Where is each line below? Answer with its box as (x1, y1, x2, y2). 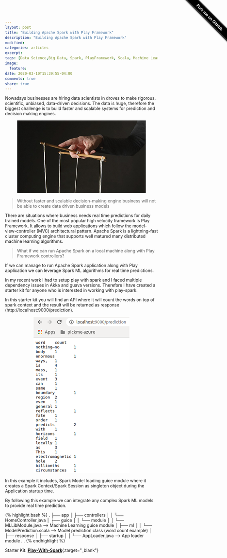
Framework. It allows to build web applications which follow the (5, 223, 132, 229)
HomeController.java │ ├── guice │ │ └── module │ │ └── (5, 517, 125, 523)
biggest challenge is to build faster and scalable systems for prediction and (5, 106, 155, 111)
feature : (9, 66, 27, 71)
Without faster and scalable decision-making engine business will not (16, 198, 156, 204)
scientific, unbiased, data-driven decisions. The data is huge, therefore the (5, 100, 154, 107)
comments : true (5, 76, 36, 81)
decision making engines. (5, 111, 56, 117)
